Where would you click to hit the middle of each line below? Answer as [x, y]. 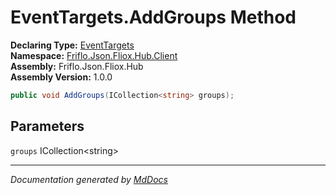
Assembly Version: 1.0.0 [61, 77]
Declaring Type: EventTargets [72, 45]
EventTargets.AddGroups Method [153, 17]
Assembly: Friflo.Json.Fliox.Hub [77, 66]
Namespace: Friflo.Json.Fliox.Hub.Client [94, 55]
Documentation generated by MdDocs [89, 179]
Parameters [47, 126]
